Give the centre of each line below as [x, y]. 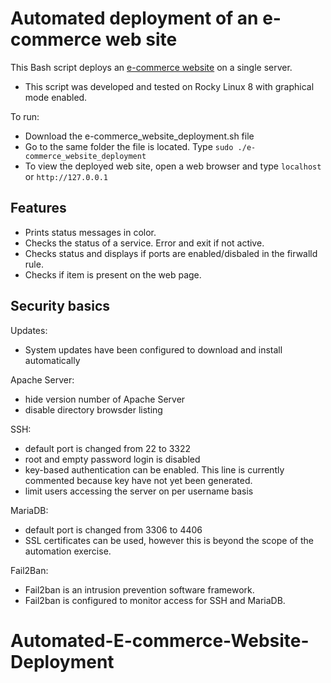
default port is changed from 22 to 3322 [108, 448]
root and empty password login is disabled [112, 459]
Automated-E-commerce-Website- [160, 640]
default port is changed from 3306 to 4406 [113, 529]
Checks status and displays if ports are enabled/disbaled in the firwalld [171, 253]
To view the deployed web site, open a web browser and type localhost [173, 166]
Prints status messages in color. [90, 232]
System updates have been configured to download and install [153, 349]
